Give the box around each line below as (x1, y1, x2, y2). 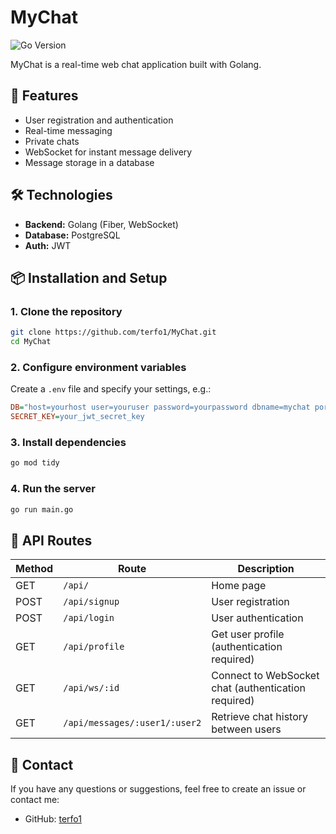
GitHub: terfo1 (24, 813, 82, 825)
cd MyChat (10, 337, 52, 347)
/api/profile (63, 641, 125, 653)
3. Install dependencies (10, 435, 127, 449)
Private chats (24, 135, 80, 147)
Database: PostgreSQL (24, 229, 121, 241)
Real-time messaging (24, 124, 113, 136)
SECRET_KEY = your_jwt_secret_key (10, 412, 145, 422)
